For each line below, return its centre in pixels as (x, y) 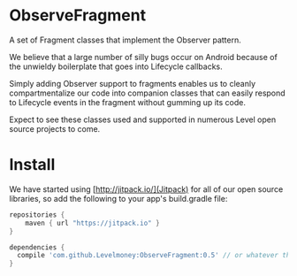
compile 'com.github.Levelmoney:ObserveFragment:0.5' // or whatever (148, 256)
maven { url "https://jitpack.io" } (93, 223)
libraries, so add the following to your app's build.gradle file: (118, 198)
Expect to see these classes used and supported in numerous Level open (143, 119)
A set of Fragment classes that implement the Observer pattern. (125, 40)
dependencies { (37, 247)
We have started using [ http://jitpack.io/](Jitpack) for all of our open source (146, 189)
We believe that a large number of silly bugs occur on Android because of (144, 57)
